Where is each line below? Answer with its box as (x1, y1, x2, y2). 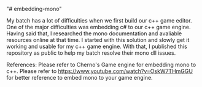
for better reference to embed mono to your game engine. (6, 74, 153, 81)
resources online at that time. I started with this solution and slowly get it (6, 37, 190, 43)
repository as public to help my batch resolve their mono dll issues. (6, 49, 176, 57)
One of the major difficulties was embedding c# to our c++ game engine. (6, 24, 191, 30)
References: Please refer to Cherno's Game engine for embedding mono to (6, 61, 196, 68)
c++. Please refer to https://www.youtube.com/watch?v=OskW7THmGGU (6, 68, 193, 75)
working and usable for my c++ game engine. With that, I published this (6, 43, 187, 50)
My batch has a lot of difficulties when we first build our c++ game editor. (6, 17, 192, 24)
